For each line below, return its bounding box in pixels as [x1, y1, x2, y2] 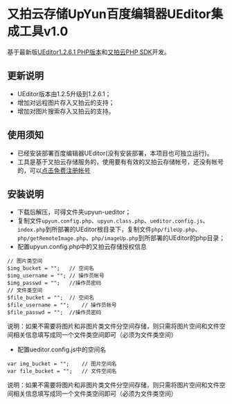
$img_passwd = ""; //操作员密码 [7, 279, 102, 287]
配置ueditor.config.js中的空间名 [17, 345, 107, 353]
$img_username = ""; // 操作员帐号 [7, 273, 105, 279]
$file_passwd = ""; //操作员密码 [7, 309, 102, 316]
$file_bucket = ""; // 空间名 [7, 295, 95, 302]
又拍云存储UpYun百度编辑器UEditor [7, 6, 211, 22]
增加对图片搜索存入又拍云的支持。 [17, 107, 115, 115]
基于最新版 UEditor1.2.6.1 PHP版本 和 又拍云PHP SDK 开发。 [7, 48, 171, 56]
